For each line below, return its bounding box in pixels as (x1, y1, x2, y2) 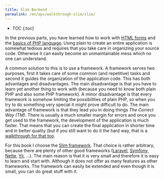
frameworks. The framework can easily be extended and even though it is (5, 163, 155, 169)
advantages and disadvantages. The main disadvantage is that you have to (5, 80, 157, 86)
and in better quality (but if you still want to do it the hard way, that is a (5, 128, 148, 133)
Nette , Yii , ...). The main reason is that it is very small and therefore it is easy (5, 153, 159, 158)
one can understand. (5, 55, 48, 61)
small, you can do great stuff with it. (5, 168, 78, 174)
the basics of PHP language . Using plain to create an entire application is (5, 40, 153, 46)
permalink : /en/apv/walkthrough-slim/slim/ (5, 12, 96, 17)
